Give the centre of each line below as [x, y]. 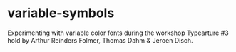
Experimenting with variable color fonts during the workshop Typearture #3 [118, 33]
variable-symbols [61, 13]
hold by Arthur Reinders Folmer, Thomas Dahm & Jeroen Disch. [101, 40]
